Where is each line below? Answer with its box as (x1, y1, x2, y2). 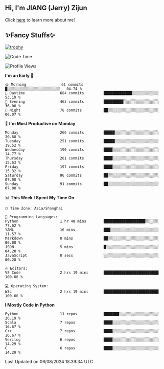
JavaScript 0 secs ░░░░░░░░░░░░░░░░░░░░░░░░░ (5, 253, 159, 258)
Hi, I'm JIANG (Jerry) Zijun (5, 4, 87, 12)
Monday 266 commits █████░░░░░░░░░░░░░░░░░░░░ (5, 130, 159, 135)
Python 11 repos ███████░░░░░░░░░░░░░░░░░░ (5, 311, 159, 316)
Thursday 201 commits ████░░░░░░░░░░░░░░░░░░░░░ (5, 156, 159, 161)
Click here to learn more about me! (5, 17, 75, 23)
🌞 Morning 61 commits (5, 82, 84, 87)
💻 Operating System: (5, 283, 49, 288)
